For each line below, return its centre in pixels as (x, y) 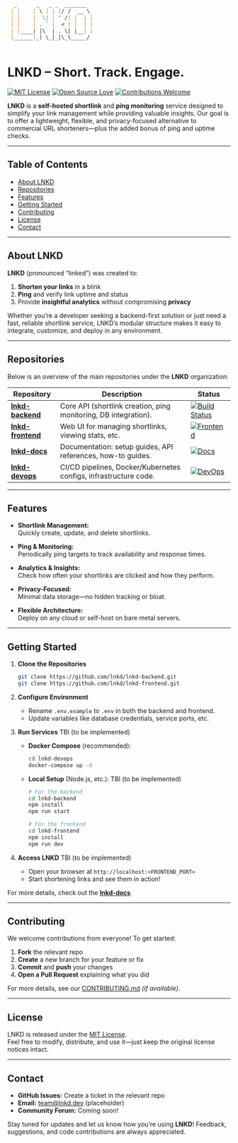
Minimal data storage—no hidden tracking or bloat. (92, 597)
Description (122, 394)
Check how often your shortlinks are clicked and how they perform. (116, 576)
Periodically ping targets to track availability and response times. (112, 555)
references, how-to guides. (106, 455)
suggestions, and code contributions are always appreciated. (97, 1132)
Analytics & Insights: (49, 568)
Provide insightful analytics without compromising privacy (104, 302)
